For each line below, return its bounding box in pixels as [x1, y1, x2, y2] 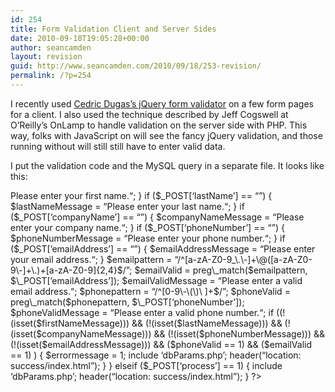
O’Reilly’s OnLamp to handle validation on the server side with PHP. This [10, 119, 308, 131]
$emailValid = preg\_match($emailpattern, [134, 264, 308, 276]
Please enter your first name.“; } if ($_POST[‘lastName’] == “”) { [10, 189, 273, 201]
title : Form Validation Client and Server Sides [10, 24, 217, 34]
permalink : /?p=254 [10, 71, 92, 81]
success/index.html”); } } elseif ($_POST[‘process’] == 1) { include [10, 359, 283, 371]
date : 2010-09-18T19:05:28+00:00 [10, 33, 150, 43]
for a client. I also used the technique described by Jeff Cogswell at [10, 108, 289, 120]
